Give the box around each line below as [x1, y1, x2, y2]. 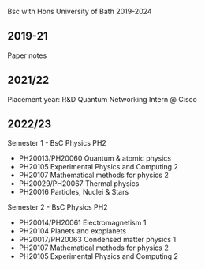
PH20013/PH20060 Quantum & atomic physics [18, 153, 171, 163]
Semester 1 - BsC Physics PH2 [7, 138, 107, 148]
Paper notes [7, 51, 47, 60]
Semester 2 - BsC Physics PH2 [7, 203, 108, 212]
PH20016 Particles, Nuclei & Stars [18, 188, 129, 197]
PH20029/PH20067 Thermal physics [18, 179, 140, 188]
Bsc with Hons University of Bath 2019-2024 [7, 7, 152, 16]
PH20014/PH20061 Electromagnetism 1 [18, 218, 147, 228]
